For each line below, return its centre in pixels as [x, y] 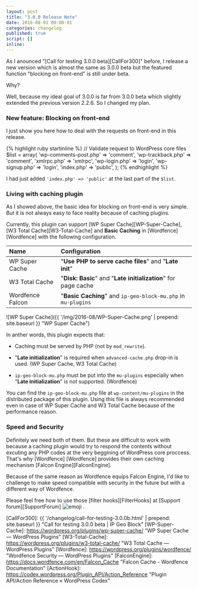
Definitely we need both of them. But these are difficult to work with [88, 440]
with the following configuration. [77, 237]
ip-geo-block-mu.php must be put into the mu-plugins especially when [99, 375]
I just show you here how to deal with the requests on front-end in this [91, 131]
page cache [77, 286]
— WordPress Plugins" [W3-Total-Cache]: [57, 537]
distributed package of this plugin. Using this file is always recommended [95, 399]
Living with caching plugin [45, 194]
